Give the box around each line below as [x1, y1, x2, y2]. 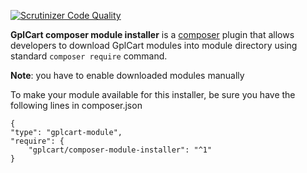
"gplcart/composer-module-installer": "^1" [28, 145, 213, 155]
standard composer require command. [10, 50, 168, 62]
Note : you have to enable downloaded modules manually [10, 70, 245, 81]
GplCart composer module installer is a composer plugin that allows [10, 29, 295, 40]
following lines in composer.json [10, 100, 143, 111]
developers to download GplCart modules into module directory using [10, 40, 298, 51]
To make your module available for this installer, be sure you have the [10, 89, 296, 100]
